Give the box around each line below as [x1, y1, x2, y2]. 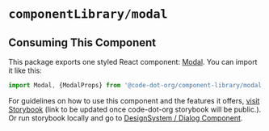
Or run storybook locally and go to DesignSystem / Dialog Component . [8, 112, 243, 123]
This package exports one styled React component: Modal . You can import [8, 57, 258, 66]
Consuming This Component [8, 36, 157, 49]
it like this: [8, 65, 42, 75]
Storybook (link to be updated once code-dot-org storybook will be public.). [8, 104, 262, 114]
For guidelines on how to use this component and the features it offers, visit [8, 95, 260, 105]
